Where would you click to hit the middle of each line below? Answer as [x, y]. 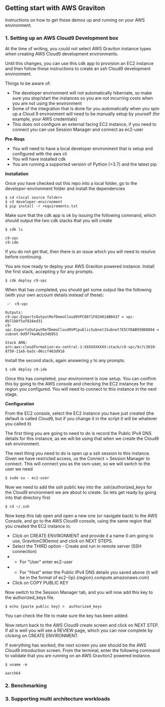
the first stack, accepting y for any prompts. [50, 272]
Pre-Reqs [15, 139]
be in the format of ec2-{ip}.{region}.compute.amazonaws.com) [84, 578]
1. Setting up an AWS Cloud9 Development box [62, 38]
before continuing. [24, 257]
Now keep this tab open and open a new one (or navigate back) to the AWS [81, 516]
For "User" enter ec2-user [46, 562]
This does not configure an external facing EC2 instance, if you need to [84, 124]
